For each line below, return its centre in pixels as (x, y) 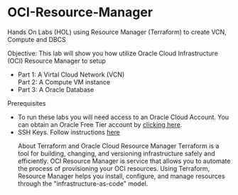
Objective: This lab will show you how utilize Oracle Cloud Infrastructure (113, 53)
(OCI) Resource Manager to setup (57, 60)
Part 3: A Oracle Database (56, 89)
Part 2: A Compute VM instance (64, 82)
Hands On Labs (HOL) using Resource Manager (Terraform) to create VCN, (117, 32)
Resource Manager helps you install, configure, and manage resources (121, 176)
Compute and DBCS (37, 39)
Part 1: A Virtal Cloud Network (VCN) (71, 74)
